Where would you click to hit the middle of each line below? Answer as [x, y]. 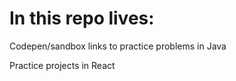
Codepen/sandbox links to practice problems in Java [118, 46]
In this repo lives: [82, 18]
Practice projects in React [62, 65]
